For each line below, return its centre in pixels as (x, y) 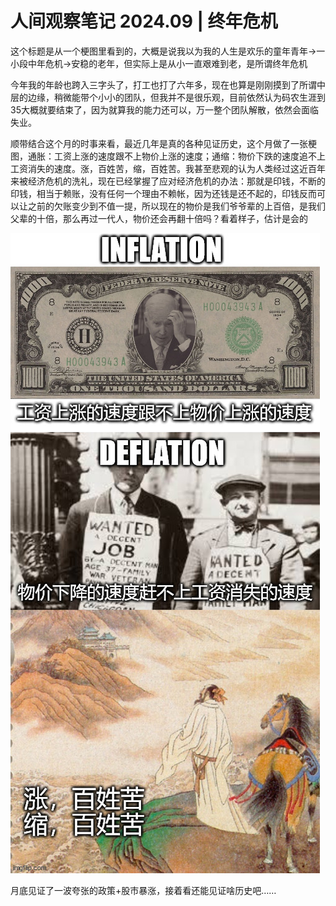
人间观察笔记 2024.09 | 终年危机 (144, 21)
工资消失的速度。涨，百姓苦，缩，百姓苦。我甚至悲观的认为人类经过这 (155, 168)
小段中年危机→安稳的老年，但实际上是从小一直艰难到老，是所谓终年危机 (159, 63)
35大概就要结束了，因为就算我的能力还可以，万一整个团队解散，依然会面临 (164, 109)
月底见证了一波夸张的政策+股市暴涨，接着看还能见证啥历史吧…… (143, 890)
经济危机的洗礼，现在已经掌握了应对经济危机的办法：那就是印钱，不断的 (176, 181)
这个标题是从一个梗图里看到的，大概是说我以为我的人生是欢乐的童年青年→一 (168, 51)
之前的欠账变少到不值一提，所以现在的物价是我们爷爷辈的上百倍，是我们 (176, 206)
